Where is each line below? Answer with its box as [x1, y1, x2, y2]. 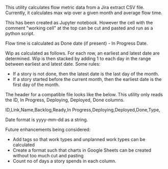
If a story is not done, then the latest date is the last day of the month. [12, 71, 159, 77]
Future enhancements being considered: [5, 127, 91, 132]
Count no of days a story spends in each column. [12, 158, 116, 164]
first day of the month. [12, 81, 60, 88]
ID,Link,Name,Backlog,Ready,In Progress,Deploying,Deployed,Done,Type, [5, 107, 160, 112]
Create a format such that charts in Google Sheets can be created [12, 147, 152, 153]
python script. [5, 31, 35, 36]
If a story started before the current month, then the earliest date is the [12, 76, 162, 82]
